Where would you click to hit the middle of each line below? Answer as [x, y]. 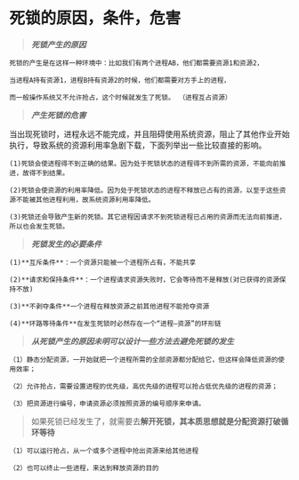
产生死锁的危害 [58, 115]
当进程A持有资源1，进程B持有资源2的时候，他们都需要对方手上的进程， [120, 80]
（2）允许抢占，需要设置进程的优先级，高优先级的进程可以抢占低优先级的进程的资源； [144, 386]
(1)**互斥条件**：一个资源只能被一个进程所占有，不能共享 [103, 262]
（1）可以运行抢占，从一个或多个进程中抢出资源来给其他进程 [104, 451]
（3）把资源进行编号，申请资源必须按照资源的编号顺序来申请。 [107, 404]
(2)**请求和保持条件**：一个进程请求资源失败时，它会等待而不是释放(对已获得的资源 [145, 280]
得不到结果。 [49, 173]
